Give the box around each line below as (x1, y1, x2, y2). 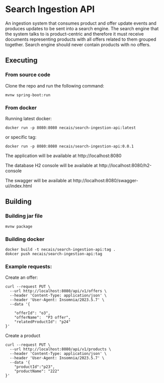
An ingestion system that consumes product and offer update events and (5, 20, 157, 26)
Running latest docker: (5, 115, 52, 121)
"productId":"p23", (14, 364, 55, 369)
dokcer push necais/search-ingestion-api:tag (5, 251, 102, 256)
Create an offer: (5, 274, 38, 280)
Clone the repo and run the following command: (5, 83, 105, 89)
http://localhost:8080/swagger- (72, 177, 138, 183)
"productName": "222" (14, 369, 59, 374)
